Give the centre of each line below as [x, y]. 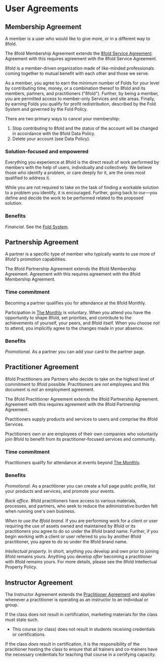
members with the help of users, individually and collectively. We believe [79, 168]
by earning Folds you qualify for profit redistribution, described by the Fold [81, 104]
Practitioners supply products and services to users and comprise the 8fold [82, 419]
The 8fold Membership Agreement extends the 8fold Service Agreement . [79, 53]
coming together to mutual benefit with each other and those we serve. [77, 73]
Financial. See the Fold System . [37, 227]
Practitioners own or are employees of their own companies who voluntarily [82, 434]
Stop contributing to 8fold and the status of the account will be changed [85, 128]
